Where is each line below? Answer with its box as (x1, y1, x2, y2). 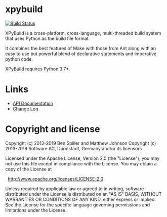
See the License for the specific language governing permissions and (5, 201, 150, 208)
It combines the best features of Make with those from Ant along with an (5, 45, 156, 51)
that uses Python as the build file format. (5, 35, 90, 41)
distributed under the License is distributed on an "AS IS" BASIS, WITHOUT (5, 191, 162, 197)
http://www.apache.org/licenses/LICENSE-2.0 (7, 176, 104, 182)
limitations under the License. (5, 207, 67, 213)
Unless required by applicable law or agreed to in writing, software (5, 186, 144, 192)
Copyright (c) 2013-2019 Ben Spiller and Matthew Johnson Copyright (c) (5, 140, 156, 146)
